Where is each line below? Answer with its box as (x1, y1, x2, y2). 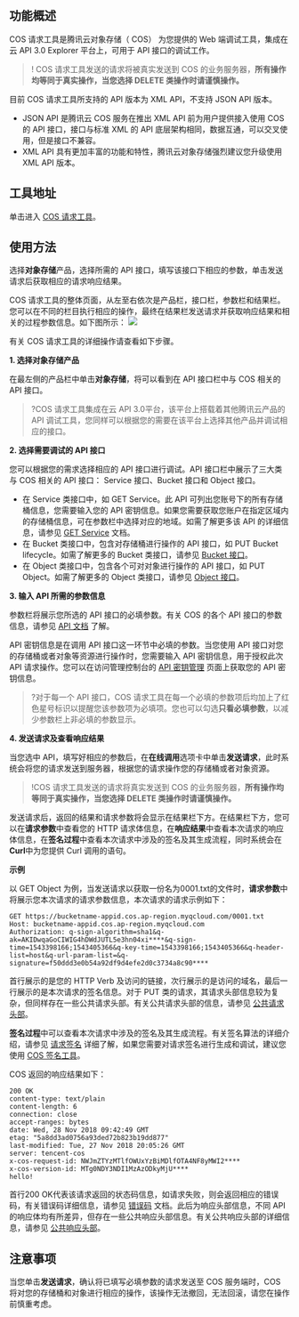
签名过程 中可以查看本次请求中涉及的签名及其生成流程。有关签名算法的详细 (9, 1028, 282, 1038)
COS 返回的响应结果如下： (9, 1069, 107, 1079)
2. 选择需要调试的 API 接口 (9, 445, 106, 456)
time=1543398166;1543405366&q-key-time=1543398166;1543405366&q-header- (9, 943, 285, 952)
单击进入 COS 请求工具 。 (9, 211, 101, 222)
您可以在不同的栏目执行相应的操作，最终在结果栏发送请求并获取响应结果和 (9, 306, 282, 317)
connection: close (9, 1111, 77, 1119)
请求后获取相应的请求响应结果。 (9, 276, 126, 287)
